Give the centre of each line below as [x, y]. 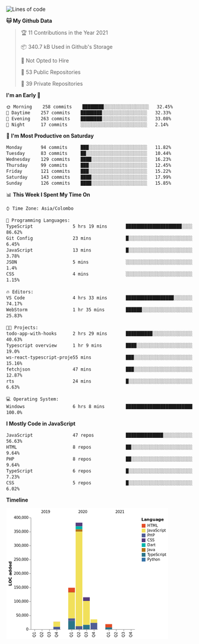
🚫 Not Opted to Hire [45, 60]
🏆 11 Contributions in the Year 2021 [64, 32]
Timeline [17, 500]
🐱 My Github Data [29, 21]
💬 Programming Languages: [38, 220]
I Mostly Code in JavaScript [41, 424]
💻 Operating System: [33, 399]
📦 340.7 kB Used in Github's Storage [67, 47]
